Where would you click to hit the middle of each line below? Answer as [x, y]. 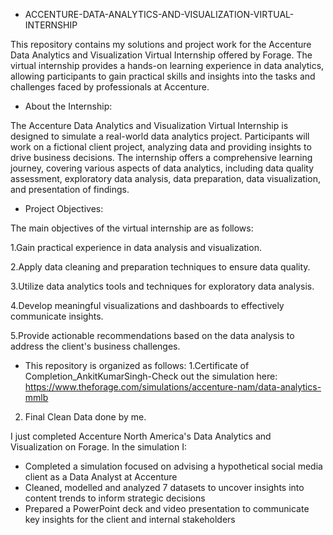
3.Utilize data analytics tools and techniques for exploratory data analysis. [162, 286]
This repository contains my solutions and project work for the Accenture [161, 44]
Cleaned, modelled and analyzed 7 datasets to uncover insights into [164, 487]
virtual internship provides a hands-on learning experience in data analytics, [167, 65]
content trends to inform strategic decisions [115, 498]
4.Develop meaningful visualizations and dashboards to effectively [147, 305]
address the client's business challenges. [95, 346]
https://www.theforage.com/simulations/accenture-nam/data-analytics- [173, 387]
